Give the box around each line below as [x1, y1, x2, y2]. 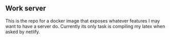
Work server [5, 4, 46, 13]
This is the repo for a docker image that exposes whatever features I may [5, 17, 160, 24]
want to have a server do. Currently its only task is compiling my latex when [5, 23, 165, 29]
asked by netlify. [5, 28, 40, 35]
